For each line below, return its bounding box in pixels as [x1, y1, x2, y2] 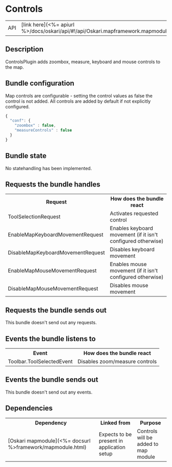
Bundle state [5, 152, 47, 160]
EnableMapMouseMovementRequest [8, 267, 97, 274]
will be [137, 434, 153, 441]
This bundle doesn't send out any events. [5, 389, 93, 395]
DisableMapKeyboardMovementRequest [8, 249, 105, 256]
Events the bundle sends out [5, 376, 98, 384]
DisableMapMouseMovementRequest [8, 285, 98, 292]
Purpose [140, 419, 161, 426]
